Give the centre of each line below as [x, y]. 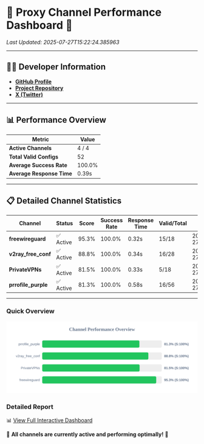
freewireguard [27, 239]
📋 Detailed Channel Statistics [64, 201]
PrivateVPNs [25, 269]
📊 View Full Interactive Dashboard [49, 420]
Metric [41, 140]
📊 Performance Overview [56, 120]
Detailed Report [30, 406]
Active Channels [30, 148]
